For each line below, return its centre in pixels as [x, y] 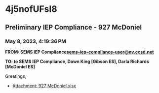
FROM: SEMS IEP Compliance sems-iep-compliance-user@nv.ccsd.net [79, 52]
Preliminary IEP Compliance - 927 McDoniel [74, 27]
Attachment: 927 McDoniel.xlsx [44, 86]
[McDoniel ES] [20, 66]
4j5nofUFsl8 [31, 9]
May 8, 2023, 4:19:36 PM [36, 41]
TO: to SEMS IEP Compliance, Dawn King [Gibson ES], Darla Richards [77, 61]
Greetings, [16, 76]
